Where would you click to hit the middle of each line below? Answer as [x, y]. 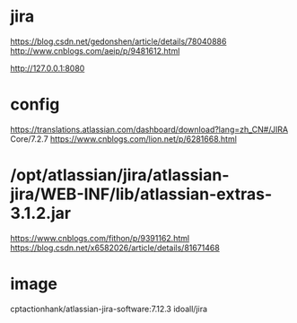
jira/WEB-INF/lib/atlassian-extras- [141, 194]
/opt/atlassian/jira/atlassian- [120, 175]
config [35, 105]
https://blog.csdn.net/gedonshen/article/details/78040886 [118, 41]
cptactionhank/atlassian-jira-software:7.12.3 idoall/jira [109, 309]
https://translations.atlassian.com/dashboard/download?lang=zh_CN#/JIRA [149, 129]
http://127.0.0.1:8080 [48, 68]
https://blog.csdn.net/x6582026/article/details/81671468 [115, 248]
